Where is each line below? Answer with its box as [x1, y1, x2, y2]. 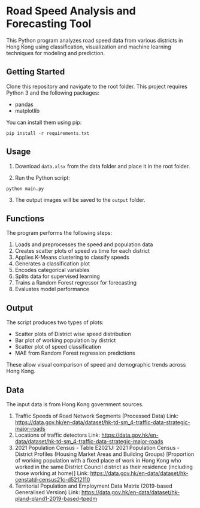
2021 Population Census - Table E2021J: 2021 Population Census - [14, 444, 180, 451]
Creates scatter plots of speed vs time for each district [14, 247, 150, 255]
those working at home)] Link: [14, 470, 89, 477]
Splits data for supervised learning [14, 273, 100, 280]
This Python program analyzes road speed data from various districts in [6, 37, 183, 44]
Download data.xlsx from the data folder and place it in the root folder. [14, 162, 190, 170]
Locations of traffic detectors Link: [14, 431, 101, 439]
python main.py [6, 186, 44, 192]
